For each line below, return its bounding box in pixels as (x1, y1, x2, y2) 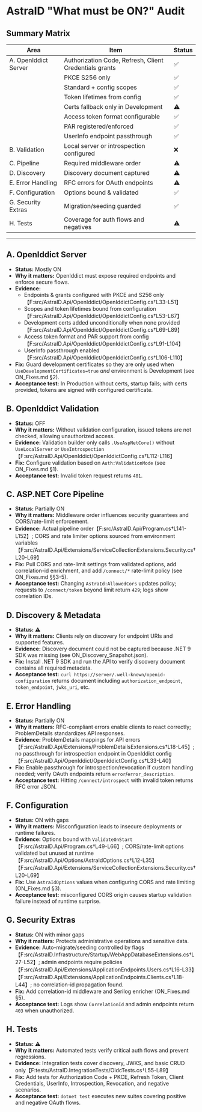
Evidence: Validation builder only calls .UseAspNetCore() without (14, 439, 175, 446)
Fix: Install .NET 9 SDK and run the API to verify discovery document (14, 658, 185, 665)
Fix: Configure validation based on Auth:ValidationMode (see (14, 459, 166, 466)
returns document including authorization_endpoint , (51, 677, 183, 685)
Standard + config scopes (64, 83, 137, 91)
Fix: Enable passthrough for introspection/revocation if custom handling (14, 764, 194, 771)
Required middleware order (64, 159, 141, 167)
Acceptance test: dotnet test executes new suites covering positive (14, 1092, 186, 1099)
